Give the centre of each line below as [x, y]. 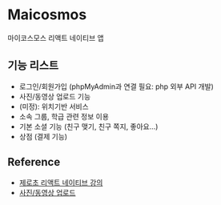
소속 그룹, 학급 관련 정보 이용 [64, 116]
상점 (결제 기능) [43, 136]
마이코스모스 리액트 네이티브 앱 [56, 38]
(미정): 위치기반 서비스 [54, 107]
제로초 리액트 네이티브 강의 [61, 183]
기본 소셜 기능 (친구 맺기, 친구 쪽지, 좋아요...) [88, 127]
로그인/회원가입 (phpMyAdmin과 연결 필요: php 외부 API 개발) [116, 86]
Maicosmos [47, 15]
